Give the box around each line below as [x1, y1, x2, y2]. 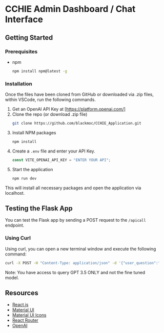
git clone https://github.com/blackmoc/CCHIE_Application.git [12, 121, 142, 126]
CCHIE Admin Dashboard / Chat [5, 3, 136, 15]
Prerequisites [5, 48, 38, 55]
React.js [12, 302, 29, 307]
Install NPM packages [12, 129, 56, 135]
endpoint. [5, 222, 24, 229]
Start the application [12, 166, 53, 172]
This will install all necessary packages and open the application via [5, 185, 142, 191]
